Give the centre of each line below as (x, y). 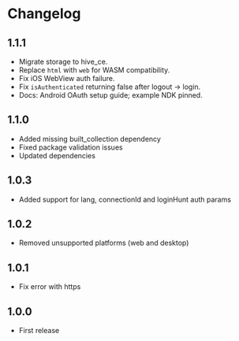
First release (39, 331)
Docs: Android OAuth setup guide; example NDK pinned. (110, 95)
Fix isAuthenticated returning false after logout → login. (110, 87)
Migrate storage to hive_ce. (63, 61)
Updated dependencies (57, 155)
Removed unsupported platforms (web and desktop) (104, 243)
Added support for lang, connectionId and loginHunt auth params (125, 199)
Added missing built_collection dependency (90, 139)
